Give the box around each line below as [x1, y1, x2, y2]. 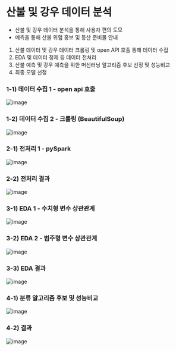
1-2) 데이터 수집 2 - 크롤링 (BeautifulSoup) [6, 115, 125, 123]
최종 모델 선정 [14, 68, 47, 76]
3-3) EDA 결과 [6, 264, 46, 272]
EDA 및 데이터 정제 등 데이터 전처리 [14, 54, 97, 61]
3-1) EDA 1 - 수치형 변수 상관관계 [6, 205, 95, 213]
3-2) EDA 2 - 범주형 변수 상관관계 [6, 234, 98, 243]
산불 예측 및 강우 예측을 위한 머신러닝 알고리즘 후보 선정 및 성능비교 [14, 61, 171, 68]
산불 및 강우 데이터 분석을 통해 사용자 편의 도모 [14, 26, 123, 33]
